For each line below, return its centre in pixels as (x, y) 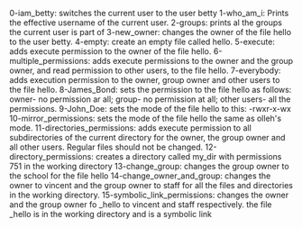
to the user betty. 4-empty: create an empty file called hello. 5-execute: (142, 41)
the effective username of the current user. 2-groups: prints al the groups (146, 23)
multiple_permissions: (50, 61)
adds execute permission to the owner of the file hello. (110, 51)
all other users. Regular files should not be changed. (106, 147)
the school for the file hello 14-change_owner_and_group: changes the (140, 176)
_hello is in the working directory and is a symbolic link (111, 214)
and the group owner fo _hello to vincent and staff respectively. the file (141, 205)
